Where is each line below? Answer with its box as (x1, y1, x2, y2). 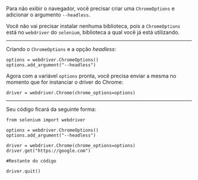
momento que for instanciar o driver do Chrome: (6, 79, 124, 86)
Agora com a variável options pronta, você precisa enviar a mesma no (6, 73, 177, 79)
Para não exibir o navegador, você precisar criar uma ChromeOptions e (6, 5, 175, 12)
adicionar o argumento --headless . (6, 11, 91, 18)
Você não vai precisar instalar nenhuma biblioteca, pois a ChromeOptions (6, 23, 181, 29)
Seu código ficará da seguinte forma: (6, 106, 97, 113)
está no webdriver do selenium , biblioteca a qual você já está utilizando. (6, 29, 180, 36)
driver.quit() (6, 168, 41, 174)
